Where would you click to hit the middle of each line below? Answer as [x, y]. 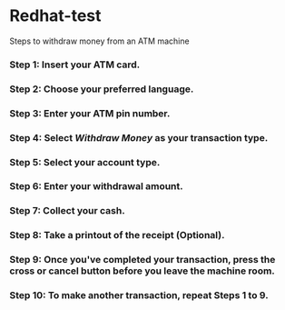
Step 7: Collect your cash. [67, 211]
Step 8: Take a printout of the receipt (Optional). [117, 235]
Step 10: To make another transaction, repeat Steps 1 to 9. [139, 295]
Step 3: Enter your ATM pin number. [90, 113]
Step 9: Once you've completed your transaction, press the [142, 260]
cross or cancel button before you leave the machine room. [142, 271]
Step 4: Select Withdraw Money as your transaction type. [139, 137]
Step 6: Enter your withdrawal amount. [96, 186]
